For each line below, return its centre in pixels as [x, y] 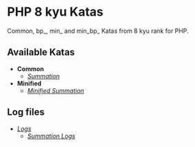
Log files [26, 112]
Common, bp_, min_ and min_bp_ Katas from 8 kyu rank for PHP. [98, 31]
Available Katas [41, 52]
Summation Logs [51, 136]
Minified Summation [55, 90]
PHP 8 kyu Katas [55, 12]
